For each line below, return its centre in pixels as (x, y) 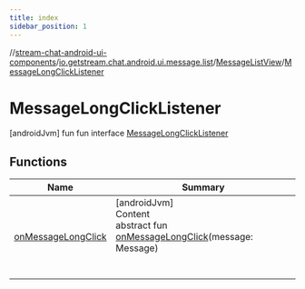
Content (133, 214)
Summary (203, 187)
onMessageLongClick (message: (185, 237)
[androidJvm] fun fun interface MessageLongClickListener (119, 134)
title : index (34, 18)
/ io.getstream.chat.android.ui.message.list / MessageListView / (170, 62)
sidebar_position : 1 (49, 26)
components (33, 62)
